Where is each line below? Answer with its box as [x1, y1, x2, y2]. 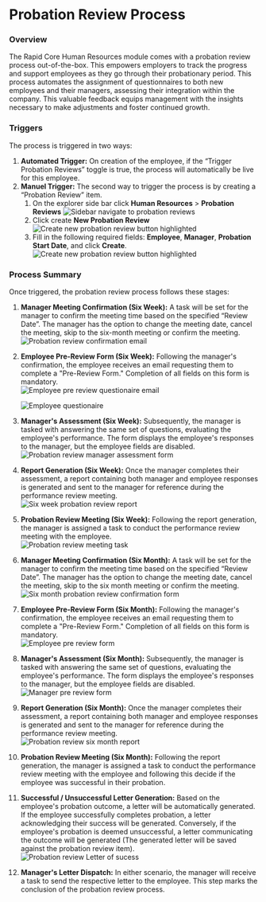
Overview [9, 34, 48, 45]
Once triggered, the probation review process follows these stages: [9, 287, 229, 297]
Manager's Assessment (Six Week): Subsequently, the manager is [20, 416, 241, 426]
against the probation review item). [20, 844, 135, 853]
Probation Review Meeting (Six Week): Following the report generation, [20, 515, 257, 524]
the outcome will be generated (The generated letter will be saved [20, 835, 237, 845]
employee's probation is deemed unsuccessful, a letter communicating [20, 827, 253, 837]
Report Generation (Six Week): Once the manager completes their [20, 465, 239, 475]
